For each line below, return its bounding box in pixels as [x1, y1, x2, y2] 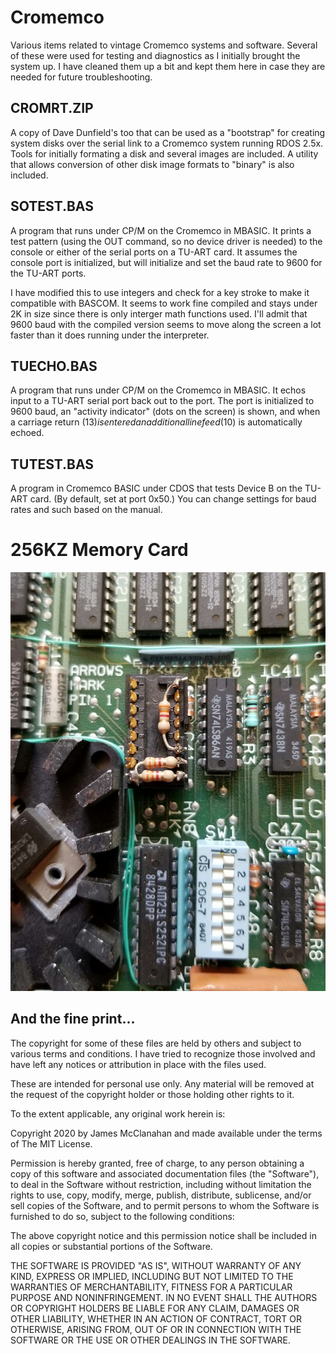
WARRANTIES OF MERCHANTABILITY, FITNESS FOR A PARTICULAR [10, 1281, 293, 1293]
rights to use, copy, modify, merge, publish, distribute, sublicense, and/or [10, 1189, 312, 1201]
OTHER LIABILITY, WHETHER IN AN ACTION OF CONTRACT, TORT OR [10, 1312, 302, 1325]
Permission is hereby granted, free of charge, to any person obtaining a [10, 1157, 305, 1169]
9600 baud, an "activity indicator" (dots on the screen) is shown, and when [10, 406, 321, 418]
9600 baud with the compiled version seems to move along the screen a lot [10, 318, 322, 330]
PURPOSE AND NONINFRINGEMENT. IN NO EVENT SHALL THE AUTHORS [10, 1291, 318, 1303]
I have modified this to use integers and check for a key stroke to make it [10, 286, 310, 298]
